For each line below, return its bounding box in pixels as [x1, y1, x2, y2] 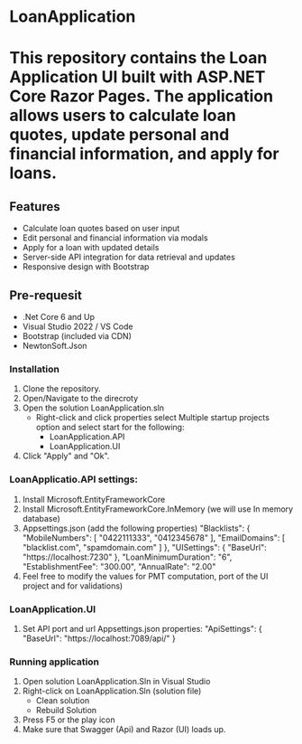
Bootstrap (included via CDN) [22, 331, 133, 341]
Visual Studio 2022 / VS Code [22, 321, 133, 332]
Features [9, 199, 60, 214]
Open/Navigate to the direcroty [22, 393, 139, 404]
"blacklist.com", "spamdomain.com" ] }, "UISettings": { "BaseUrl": [22, 542, 268, 552]
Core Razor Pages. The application [9, 86, 273, 107]
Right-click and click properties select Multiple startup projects [35, 412, 270, 423]
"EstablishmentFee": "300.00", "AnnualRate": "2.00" [22, 560, 216, 571]
